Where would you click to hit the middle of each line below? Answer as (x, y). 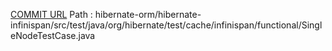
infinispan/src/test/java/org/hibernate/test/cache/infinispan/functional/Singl (166, 25)
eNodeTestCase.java (53, 35)
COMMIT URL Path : (51, 14)
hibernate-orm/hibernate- (148, 14)
